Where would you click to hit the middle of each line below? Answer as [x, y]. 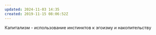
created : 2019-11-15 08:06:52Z [36, 14]
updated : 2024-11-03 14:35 [32, 9]
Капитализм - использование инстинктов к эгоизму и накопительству [78, 27]
